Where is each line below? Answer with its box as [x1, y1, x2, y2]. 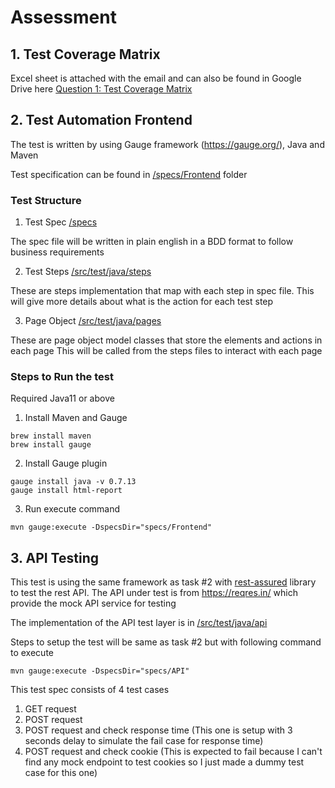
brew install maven [10, 431, 92, 441]
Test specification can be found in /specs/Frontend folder [10, 168, 248, 180]
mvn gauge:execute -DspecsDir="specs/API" [10, 666, 190, 676]
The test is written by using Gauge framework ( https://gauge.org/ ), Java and [10, 138, 325, 150]
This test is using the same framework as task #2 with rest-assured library [10, 576, 317, 588]
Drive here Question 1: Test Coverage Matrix [10, 83, 193, 95]
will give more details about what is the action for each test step [10, 296, 274, 308]
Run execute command [24, 503, 121, 515]
